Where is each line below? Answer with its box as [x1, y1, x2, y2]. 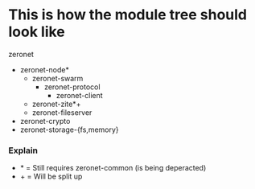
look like [8, 23, 66, 41]
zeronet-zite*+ [31, 99, 81, 109]
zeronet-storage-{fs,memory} [19, 125, 119, 134]
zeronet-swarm [31, 73, 84, 83]
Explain [8, 145, 39, 156]
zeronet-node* [19, 64, 70, 74]
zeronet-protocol [43, 82, 101, 92]
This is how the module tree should [8, 6, 248, 24]
